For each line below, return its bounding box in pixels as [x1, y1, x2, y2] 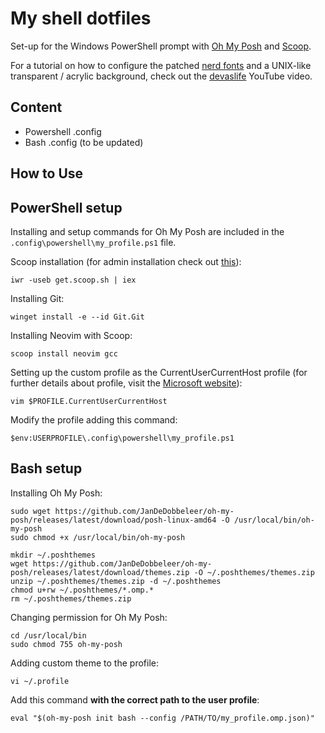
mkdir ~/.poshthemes [10, 550, 97, 560]
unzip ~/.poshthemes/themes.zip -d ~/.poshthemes [10, 576, 222, 586]
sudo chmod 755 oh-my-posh [10, 639, 123, 649]
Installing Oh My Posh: [10, 487, 103, 499]
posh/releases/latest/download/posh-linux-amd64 [10, 515, 217, 525]
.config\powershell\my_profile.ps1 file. [10, 236, 177, 248]
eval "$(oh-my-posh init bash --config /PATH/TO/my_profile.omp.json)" [10, 713, 315, 723]
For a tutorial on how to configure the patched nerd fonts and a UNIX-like [10, 59, 312, 71]
